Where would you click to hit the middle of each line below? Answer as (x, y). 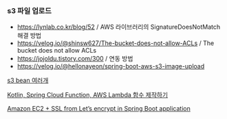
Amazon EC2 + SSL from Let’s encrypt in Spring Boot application (99, 109)
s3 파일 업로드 (29, 10)
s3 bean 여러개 (28, 81)
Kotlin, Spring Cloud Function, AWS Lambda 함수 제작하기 (88, 95)
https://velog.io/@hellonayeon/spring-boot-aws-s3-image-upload (111, 66)
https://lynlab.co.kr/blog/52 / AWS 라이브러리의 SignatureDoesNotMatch (119, 27)
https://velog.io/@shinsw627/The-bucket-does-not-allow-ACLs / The (116, 43)
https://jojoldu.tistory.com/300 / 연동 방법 (75, 59)
